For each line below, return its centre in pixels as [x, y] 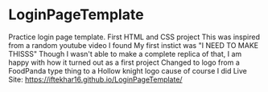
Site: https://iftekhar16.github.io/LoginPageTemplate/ [95, 79]
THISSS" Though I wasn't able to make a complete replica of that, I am [125, 54]
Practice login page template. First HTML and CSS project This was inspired [134, 37]
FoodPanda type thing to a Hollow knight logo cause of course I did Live [128, 70]
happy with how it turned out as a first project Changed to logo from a [124, 62]
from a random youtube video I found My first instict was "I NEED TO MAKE [134, 45]
